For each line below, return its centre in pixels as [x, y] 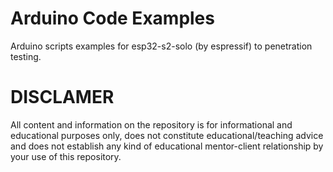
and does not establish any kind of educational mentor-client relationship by [167, 146]
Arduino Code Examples [112, 18]
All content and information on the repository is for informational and [151, 124]
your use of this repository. [66, 156]
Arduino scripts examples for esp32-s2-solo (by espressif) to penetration [161, 46]
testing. [26, 56]
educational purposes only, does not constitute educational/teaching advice [167, 135]
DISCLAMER [62, 97]
